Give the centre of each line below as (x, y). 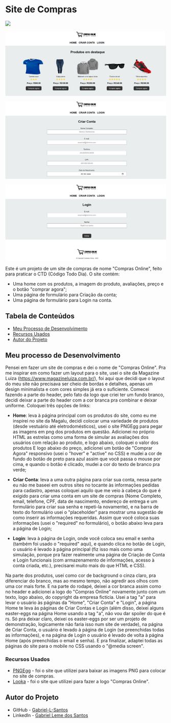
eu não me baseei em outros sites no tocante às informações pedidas (86, 485)
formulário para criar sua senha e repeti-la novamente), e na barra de (86, 507)
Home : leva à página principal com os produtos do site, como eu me (84, 415)
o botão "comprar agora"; (40, 289)
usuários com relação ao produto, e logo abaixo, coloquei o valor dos (86, 442)
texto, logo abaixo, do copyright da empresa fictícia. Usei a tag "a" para (81, 597)
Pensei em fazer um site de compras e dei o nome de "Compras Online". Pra (86, 368)
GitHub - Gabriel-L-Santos (40, 710)
